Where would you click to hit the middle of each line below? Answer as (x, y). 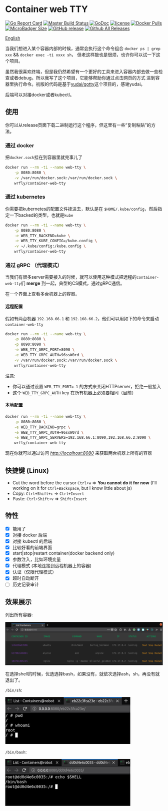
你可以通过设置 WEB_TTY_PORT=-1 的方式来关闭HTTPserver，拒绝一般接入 (87, 386)
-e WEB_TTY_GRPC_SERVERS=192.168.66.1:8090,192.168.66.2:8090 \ (82, 438)
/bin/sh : (14, 690)
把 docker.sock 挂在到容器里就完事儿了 (44, 157)
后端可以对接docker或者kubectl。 (40, 95)
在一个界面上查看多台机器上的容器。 (42, 294)
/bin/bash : (16, 752)
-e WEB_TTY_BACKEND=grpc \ (42, 427)
